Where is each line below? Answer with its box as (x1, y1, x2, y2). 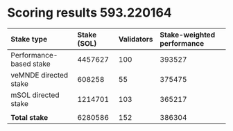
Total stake (10, 112, 49, 122)
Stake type (10, 34, 47, 44)
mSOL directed (10, 90, 60, 100)
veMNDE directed (10, 70, 69, 80)
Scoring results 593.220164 (7, 5, 172, 21)
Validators (118, 34, 154, 44)
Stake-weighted (159, 30, 216, 40)
